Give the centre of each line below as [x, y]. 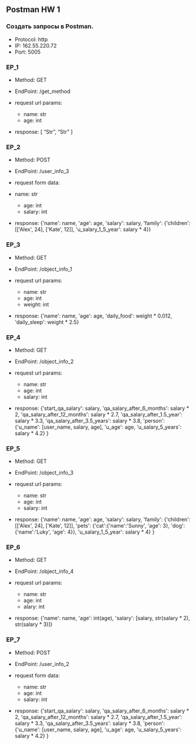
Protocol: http [31, 39]
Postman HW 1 [33, 10]
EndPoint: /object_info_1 [43, 269]
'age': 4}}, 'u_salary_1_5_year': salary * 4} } [103, 532]
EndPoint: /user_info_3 [42, 171]
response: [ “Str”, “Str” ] [44, 131]
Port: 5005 [28, 52]
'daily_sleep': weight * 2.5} [47, 322]
